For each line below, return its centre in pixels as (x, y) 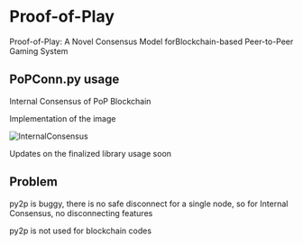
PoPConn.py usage (64, 80)
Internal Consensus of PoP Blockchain (80, 101)
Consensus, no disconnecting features (81, 213)
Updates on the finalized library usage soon (91, 153)
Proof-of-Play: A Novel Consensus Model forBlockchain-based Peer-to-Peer (151, 41)
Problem (34, 182)
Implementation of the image (63, 118)
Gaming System (39, 50)
